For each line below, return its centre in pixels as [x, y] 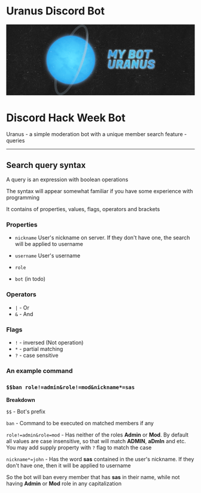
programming [23, 198]
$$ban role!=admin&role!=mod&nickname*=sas [71, 387]
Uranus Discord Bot [56, 11]
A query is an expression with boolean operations [67, 180]
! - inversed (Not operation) [49, 342]
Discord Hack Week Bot [66, 118]
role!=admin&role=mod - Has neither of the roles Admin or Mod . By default [98, 435]
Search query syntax [46, 165]
